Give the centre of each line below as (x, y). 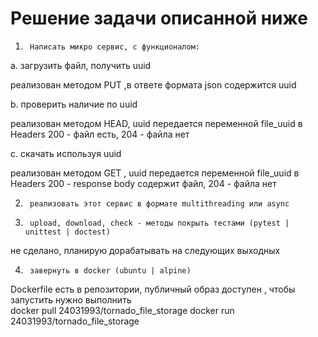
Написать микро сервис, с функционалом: (115, 47)
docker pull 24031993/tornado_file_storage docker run (122, 310)
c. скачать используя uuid (66, 153)
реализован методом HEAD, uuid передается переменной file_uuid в (156, 123)
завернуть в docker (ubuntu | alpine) (110, 270)
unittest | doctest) (67, 232)
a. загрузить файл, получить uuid (81, 65)
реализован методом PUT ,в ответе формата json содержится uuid (153, 84)
